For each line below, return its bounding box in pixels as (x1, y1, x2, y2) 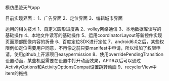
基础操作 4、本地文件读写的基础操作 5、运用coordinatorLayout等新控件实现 (5, 32, 162, 38)
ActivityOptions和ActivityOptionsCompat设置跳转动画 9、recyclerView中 (5, 64, 157, 70)
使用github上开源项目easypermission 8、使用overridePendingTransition (14, 51, 163, 57)
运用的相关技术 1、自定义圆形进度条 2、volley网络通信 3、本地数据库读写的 (5, 26, 162, 32)
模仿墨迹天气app (5, 5, 40, 10)
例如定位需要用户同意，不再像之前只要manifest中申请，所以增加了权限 (9, 45, 156, 51)
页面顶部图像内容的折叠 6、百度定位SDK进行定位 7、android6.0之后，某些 (5, 38, 160, 45)
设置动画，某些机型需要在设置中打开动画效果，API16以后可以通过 (5, 58, 141, 63)
